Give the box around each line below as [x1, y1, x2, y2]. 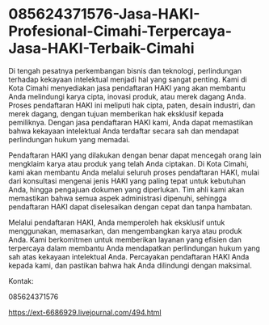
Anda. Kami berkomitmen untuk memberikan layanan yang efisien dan [8, 234, 242, 244]
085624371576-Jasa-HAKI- [8, 5, 200, 23]
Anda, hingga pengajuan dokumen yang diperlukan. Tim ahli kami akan [8, 184, 245, 194]
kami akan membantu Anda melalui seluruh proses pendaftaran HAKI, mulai [8, 167, 260, 177]
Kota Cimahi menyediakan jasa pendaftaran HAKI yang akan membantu [8, 82, 246, 93]
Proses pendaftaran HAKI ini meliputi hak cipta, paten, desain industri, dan [8, 100, 256, 110]
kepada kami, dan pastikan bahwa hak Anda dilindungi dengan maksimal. [8, 260, 252, 270]
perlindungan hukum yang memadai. [8, 134, 131, 144]
